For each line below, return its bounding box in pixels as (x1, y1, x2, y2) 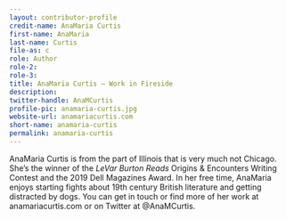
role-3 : (9, 71, 38, 80)
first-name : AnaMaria (9, 29, 90, 38)
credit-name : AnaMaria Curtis (9, 21, 122, 30)
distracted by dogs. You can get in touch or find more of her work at (9, 191, 259, 201)
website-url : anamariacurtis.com (9, 112, 134, 121)
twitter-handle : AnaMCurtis (9, 95, 114, 105)
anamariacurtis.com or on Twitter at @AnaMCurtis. (9, 200, 196, 211)
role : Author (9, 54, 58, 63)
